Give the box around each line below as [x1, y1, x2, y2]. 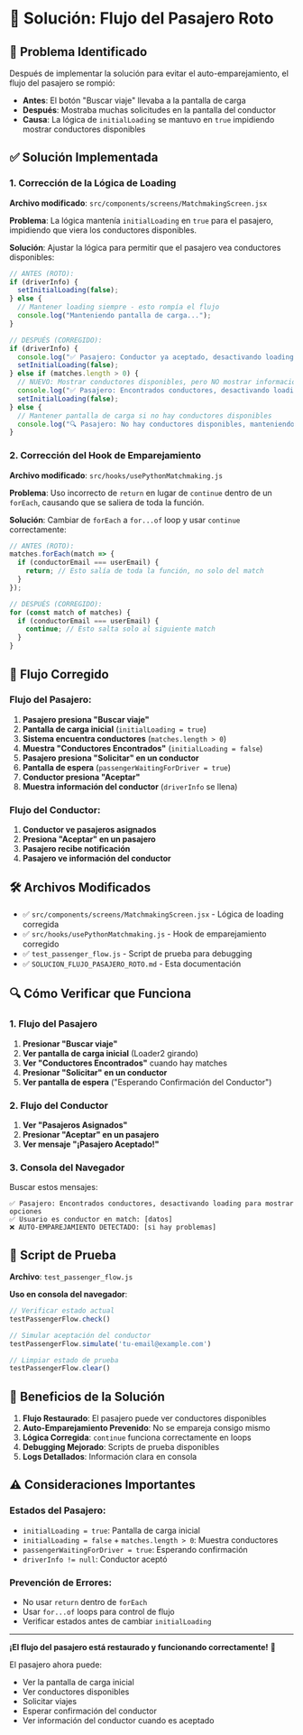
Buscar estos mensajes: [9, 1182, 98, 1193]
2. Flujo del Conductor [9, 1099, 109, 1112]
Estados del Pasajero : [9, 1504, 106, 1517]
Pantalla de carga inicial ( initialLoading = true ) [22, 724, 207, 734]
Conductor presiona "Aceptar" [22, 771, 141, 782]
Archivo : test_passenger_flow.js [9, 1271, 133, 1282]
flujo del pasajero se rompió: [9, 78, 115, 88]
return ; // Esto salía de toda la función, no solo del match [25, 567, 264, 576]
